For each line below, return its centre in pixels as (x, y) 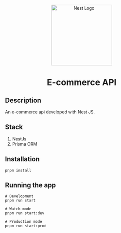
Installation (22, 159)
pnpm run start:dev (25, 213)
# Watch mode (18, 209)
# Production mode (24, 222)
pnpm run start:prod (26, 226)
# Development (19, 196)
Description (23, 100)
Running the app (30, 185)
